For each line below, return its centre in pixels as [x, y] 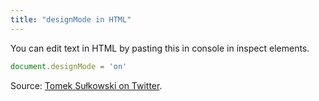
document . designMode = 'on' [69, 66]
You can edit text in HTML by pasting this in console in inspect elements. [160, 48]
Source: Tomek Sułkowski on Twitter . [86, 85]
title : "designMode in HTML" [71, 19]
